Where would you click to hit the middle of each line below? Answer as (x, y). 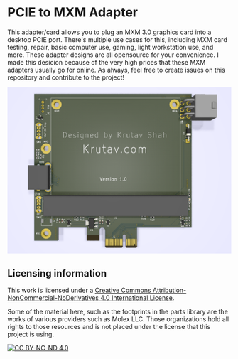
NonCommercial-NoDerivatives (53, 298)
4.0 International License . (137, 298)
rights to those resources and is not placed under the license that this (109, 327)
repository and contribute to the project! (66, 77)
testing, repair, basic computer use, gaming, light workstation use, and (110, 47)
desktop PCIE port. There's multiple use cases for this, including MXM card (117, 39)
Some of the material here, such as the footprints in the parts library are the (118, 312)
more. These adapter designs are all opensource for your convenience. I (113, 55)
